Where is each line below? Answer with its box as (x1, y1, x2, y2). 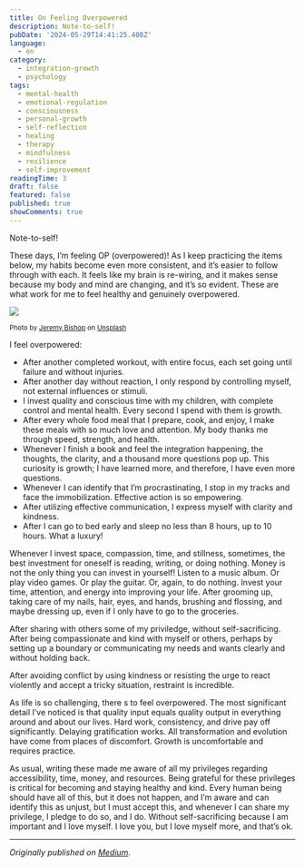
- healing (17, 132, 54, 141)
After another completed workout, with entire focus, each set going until (22, 356, 292, 368)
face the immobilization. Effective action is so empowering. (22, 491, 243, 502)
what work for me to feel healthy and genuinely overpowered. (9, 288, 241, 300)
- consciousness (17, 106, 79, 115)
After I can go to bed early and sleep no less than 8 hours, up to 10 (22, 520, 272, 531)
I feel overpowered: (9, 339, 83, 350)
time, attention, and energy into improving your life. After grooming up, (9, 586, 273, 597)
